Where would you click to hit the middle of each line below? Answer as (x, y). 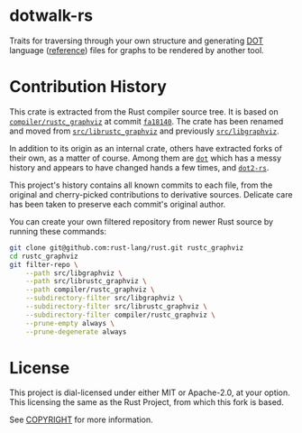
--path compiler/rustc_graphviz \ (90, 290)
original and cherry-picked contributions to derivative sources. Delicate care (151, 194)
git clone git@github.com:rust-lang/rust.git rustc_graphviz (127, 248)
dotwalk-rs (51, 16)
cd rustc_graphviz (44, 256)
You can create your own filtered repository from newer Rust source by (141, 221)
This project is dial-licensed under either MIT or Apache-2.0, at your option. (150, 392)
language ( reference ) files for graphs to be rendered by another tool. (137, 50)
